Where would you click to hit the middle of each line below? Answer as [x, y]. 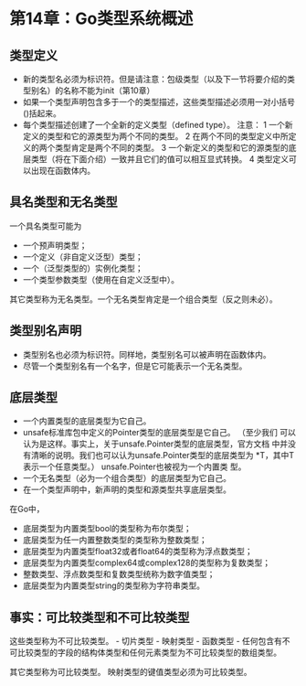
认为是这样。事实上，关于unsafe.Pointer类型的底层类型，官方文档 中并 [155, 444]
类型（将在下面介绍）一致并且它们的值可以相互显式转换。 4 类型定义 [160, 159]
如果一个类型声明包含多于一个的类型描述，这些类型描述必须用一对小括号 [158, 102]
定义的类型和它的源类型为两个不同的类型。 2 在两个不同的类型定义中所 [156, 136]
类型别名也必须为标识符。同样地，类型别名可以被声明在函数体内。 [147, 354]
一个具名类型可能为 [46, 226]
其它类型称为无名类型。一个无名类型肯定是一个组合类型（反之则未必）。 [143, 299]
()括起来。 [42, 113]
